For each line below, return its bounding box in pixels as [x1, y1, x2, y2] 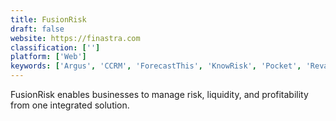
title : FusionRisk [10, 14, 87, 25]
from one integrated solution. [10, 99, 130, 111]
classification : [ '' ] [10, 42, 101, 53]
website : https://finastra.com [10, 33, 141, 43]
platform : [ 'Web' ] [10, 52, 87, 62]
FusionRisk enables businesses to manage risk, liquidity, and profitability [10, 89, 309, 100]
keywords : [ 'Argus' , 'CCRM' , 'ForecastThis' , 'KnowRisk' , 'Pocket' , [10, 61, 302, 71]
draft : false [10, 24, 65, 34]
